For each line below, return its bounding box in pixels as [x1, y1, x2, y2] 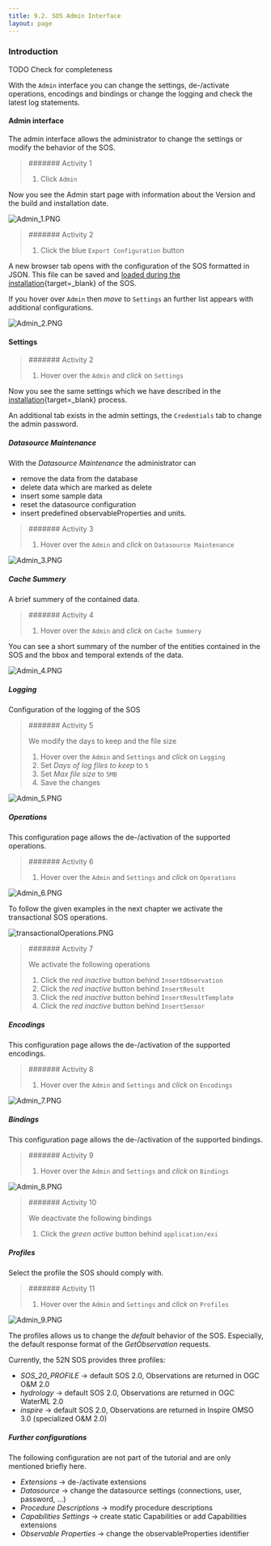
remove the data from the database [19, 474, 138, 484]
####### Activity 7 [28, 944, 94, 954]
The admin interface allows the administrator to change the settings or [8, 135, 243, 143]
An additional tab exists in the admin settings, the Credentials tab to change [8, 411, 262, 421]
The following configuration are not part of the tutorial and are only [8, 1452, 231, 1463]
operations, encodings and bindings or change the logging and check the [8, 88, 253, 98]
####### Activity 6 [28, 856, 95, 867]
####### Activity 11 [28, 1283, 95, 1293]
